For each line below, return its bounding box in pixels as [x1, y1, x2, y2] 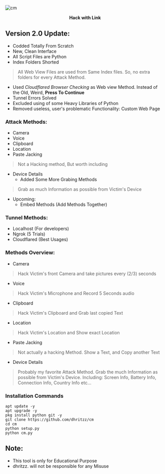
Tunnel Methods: [5, 214, 48, 221]
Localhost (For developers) [12, 226, 69, 232]
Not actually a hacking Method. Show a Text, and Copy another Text [17, 349, 160, 355]
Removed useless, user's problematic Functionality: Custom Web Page [12, 106, 160, 112]
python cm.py [5, 430, 33, 435]
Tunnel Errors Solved [12, 94, 57, 101]
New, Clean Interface [12, 48, 57, 54]
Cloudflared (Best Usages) [12, 236, 68, 243]
